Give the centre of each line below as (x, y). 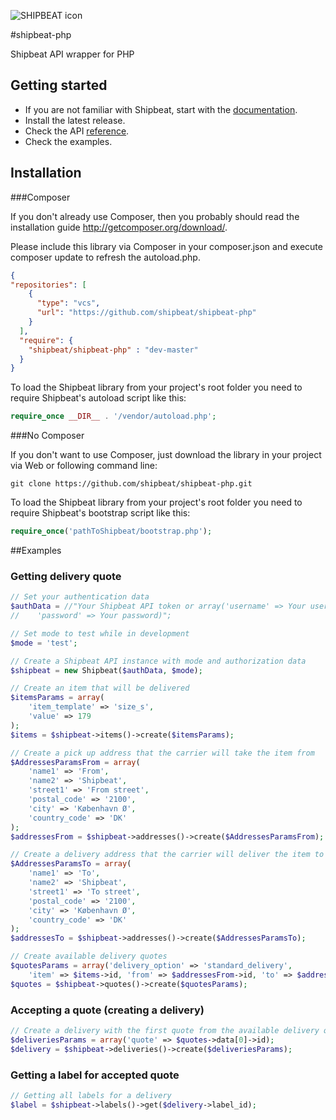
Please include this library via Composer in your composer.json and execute (166, 246)
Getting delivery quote (66, 576)
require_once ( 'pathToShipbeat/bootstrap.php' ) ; (111, 531)
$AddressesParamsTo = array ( (71, 864)
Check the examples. (68, 141)
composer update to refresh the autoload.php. (105, 257)
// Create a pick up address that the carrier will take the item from (162, 753)
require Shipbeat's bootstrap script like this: (100, 513)
